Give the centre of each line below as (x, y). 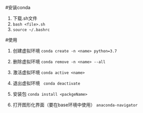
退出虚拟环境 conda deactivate (46, 83)
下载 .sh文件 (25, 18)
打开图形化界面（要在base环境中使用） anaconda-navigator (75, 105)
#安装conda (18, 7)
